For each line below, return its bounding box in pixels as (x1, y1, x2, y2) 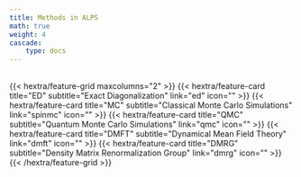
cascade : (9, 38, 42, 48)
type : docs (25, 47, 67, 56)
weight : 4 (9, 30, 47, 39)
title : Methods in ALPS (9, 13, 99, 22)
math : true (9, 22, 50, 31)
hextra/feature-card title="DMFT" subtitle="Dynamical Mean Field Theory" (9, 128, 287, 139)
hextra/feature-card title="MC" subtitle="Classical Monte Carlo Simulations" (9, 100, 293, 111)
